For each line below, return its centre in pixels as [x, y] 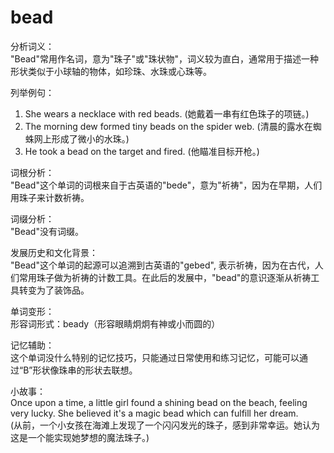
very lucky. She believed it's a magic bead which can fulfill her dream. [154, 413]
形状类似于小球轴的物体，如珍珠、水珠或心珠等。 [111, 71]
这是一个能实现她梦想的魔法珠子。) [80, 437]
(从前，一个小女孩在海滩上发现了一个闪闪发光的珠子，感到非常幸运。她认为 [165, 425]
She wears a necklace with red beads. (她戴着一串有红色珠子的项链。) [167, 113]
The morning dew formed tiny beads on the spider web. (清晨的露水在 [168, 126]
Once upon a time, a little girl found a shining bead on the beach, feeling [159, 402]
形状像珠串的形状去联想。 [85, 370]
